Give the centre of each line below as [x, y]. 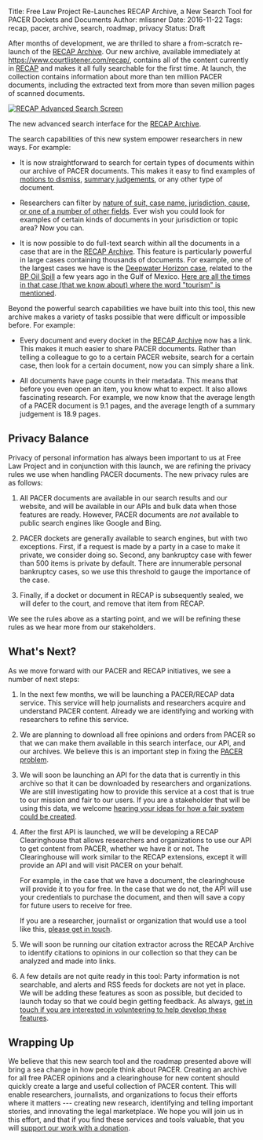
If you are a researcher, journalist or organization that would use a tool [133, 920]
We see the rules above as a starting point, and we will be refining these [124, 618]
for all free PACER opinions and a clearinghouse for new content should [124, 1078]
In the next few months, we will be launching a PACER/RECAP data [127, 694]
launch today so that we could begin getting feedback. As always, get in [136, 1001]
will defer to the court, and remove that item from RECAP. [112, 603]
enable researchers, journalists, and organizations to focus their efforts [123, 1094]
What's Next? [42, 652]
